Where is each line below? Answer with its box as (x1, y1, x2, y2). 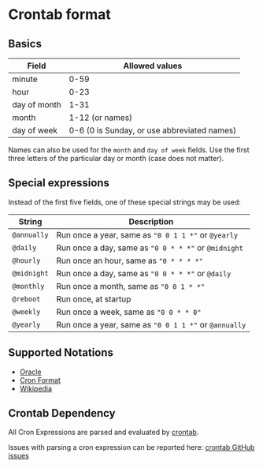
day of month (12, 99, 61, 110)
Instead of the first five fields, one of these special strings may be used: (8, 197, 242, 207)
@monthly (12, 282, 45, 290)
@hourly (12, 256, 41, 265)
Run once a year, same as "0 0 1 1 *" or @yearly (56, 229, 239, 240)
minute (12, 73, 38, 84)
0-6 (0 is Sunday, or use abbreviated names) (69, 125, 237, 136)
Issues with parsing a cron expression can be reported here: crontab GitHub (8, 443, 255, 452)
